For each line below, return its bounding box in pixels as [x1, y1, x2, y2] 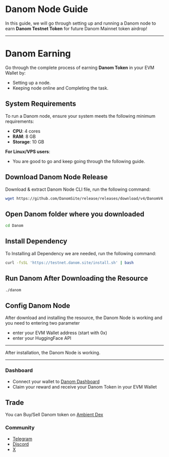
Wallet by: [5, 69, 26, 76]
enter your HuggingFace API [12, 335, 71, 341]
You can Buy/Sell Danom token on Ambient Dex [5, 412, 104, 418]
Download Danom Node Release [5, 173, 108, 182]
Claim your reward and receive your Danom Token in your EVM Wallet [12, 384, 157, 390]
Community [5, 424, 35, 431]
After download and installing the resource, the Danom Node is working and [5, 315, 162, 321]
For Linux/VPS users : [5, 148, 50, 155]
